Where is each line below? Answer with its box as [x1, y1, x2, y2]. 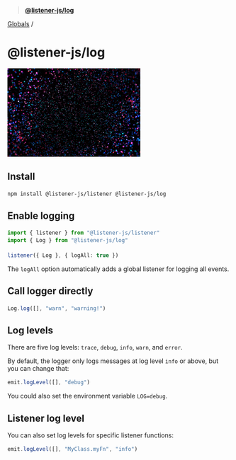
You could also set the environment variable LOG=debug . [7, 392, 168, 401]
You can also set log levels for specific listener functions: [7, 431, 174, 439]
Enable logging [7, 210, 75, 222]
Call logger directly [7, 285, 94, 297]
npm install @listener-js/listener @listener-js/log [7, 190, 167, 197]
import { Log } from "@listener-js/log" [7, 237, 129, 244]
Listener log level [7, 412, 85, 424]
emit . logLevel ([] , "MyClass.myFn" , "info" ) [7, 446, 138, 453]
